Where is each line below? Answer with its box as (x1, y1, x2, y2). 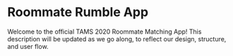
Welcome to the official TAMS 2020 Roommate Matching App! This (7, 27, 202, 36)
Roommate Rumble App (7, 4, 149, 20)
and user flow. (7, 42, 49, 50)
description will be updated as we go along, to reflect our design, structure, (7, 34, 227, 43)
